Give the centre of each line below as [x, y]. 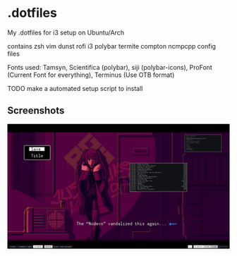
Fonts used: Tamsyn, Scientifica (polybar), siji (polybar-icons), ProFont [110, 67]
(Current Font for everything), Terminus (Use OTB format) [91, 75]
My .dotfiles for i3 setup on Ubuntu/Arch [66, 32]
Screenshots [36, 111]
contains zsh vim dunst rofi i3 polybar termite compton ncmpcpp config [112, 46]
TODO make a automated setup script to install [75, 88]
